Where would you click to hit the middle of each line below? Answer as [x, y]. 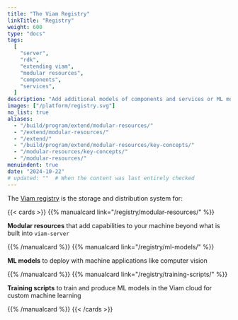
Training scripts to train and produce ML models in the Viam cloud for [110, 288]
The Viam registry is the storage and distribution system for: [95, 198]
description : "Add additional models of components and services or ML [115, 100]
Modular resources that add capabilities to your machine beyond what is [114, 225]
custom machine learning [44, 295]
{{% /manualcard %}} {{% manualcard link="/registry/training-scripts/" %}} [118, 274]
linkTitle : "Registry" [41, 20]
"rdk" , [30, 60]
